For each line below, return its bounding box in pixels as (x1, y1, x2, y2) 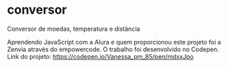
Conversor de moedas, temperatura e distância (7, 25, 140, 33)
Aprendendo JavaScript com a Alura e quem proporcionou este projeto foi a (7, 38, 221, 46)
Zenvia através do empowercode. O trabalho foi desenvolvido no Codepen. (7, 45, 219, 53)
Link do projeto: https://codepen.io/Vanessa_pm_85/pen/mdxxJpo (7, 52, 194, 60)
